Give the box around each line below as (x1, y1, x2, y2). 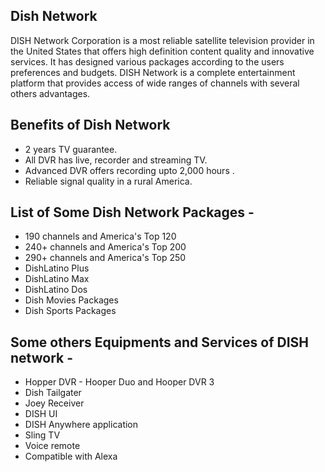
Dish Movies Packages (24, 294, 119, 306)
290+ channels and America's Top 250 (24, 252, 187, 264)
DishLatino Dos (24, 284, 88, 296)
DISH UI (24, 408, 58, 420)
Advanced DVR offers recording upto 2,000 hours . (24, 164, 235, 176)
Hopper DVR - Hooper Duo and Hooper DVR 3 (24, 376, 215, 388)
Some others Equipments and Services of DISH (10, 334, 309, 351)
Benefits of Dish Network (10, 117, 171, 134)
